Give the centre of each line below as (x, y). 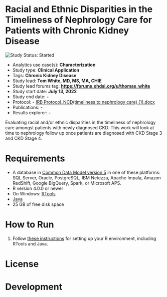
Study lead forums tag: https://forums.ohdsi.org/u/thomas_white (81, 86)
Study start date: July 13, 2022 (44, 91)
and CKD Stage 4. (24, 138)
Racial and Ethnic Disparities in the (79, 9)
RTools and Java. (30, 243)
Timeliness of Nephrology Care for (78, 20)
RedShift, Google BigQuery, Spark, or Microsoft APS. (67, 183)
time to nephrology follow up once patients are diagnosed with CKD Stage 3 (84, 133)
